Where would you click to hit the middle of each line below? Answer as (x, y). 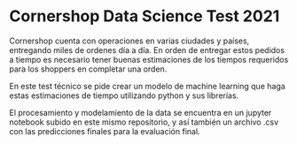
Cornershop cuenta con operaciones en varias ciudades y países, (129, 41)
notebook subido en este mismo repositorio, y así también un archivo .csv (144, 122)
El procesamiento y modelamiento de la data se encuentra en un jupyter (141, 112)
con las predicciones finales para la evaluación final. (105, 131)
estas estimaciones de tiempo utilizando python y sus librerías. (124, 95)
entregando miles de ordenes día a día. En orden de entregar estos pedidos (147, 50)
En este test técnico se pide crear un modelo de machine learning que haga (147, 86)
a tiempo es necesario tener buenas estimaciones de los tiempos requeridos (149, 59)
